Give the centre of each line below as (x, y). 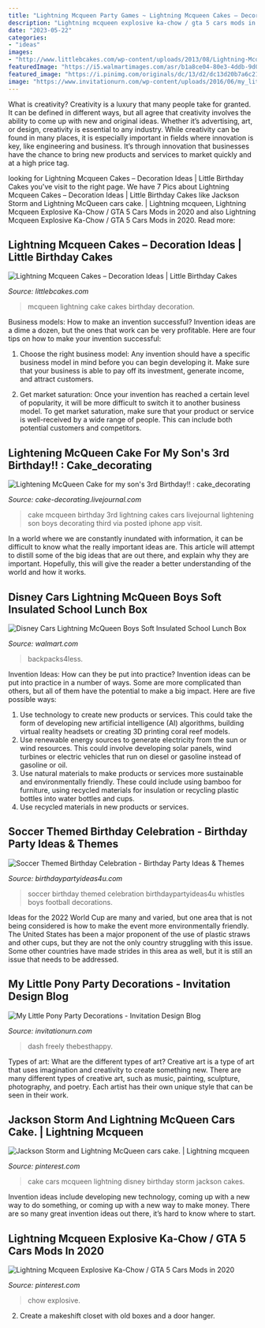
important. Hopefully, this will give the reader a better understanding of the (130, 564)
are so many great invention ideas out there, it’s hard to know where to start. (132, 1214)
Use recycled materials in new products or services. (104, 807)
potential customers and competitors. (80, 428)
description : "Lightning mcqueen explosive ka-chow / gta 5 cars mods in (132, 23)
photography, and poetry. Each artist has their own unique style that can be (131, 1086)
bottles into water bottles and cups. (77, 798)
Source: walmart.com (43, 643)
